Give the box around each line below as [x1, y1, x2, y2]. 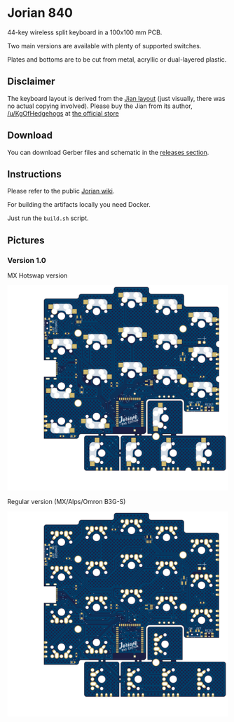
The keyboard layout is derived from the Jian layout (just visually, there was [7, 94, 226, 102]
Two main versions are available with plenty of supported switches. [7, 41, 202, 50]
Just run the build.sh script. [7, 214, 89, 222]
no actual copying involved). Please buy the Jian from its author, [7, 102, 193, 110]
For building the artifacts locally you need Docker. [7, 200, 151, 209]
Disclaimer [7, 76, 55, 88]
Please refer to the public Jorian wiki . [7, 187, 115, 196]
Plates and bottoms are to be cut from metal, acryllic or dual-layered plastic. [7, 55, 227, 64]
